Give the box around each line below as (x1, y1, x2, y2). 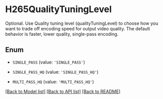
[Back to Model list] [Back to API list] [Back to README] (5, 88, 121, 94)
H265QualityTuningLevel (5, 4, 112, 15)
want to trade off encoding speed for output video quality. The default (5, 25, 150, 31)
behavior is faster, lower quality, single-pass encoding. (5, 31, 119, 37)
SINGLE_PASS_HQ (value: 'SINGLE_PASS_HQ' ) (12, 69, 99, 75)
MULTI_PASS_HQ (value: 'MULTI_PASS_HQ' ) (12, 78, 94, 84)
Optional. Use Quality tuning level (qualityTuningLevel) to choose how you (5, 20, 158, 26)
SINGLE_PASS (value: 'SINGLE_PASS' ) (12, 59, 86, 65)
